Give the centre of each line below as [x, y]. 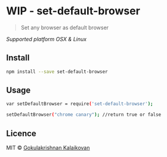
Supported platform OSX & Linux [47, 39]
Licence [21, 133]
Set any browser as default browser [65, 27]
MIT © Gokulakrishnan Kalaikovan [48, 148]
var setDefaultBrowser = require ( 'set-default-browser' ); [80, 104]
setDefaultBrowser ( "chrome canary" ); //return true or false [84, 115]
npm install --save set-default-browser [57, 72]
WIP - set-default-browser [73, 11]
